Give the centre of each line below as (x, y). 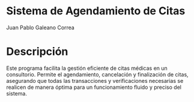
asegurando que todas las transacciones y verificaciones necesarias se (95, 81)
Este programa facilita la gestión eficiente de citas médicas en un (87, 68)
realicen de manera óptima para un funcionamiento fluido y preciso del (94, 87)
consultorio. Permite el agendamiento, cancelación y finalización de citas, (97, 74)
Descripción (37, 52)
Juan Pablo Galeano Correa (41, 27)
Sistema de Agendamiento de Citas (96, 11)
